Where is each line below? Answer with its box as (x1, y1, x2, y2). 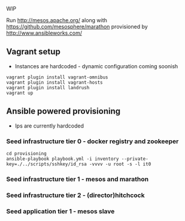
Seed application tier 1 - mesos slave (6, 207, 115, 215)
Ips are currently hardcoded (14, 122, 84, 129)
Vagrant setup (6, 47, 61, 57)
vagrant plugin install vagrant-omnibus (6, 74, 109, 80)
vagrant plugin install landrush (6, 84, 90, 90)
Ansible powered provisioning (6, 106, 121, 116)
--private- (121, 156, 148, 162)
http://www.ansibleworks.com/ (6, 29, 83, 37)
